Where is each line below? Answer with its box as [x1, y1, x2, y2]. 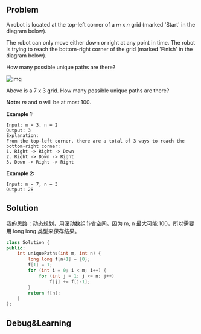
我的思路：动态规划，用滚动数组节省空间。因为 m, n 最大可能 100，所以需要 [6, 220, 194, 227]
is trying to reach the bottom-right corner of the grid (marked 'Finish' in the [6, 45, 193, 53]
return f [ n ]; [28, 290, 61, 296]
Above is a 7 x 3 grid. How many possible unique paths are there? [6, 87, 170, 94]
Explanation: [6, 132, 39, 138]
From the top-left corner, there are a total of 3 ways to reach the [6, 138, 185, 144]
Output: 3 [6, 127, 31, 133]
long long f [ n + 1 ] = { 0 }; [28, 256, 91, 262]
